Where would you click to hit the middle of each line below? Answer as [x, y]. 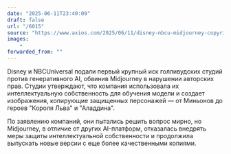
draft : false [26, 20]
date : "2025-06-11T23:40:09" [49, 13]
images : [18, 39]
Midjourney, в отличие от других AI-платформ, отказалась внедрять [107, 129]
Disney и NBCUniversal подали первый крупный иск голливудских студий [115, 71]
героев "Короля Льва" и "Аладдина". [61, 108]
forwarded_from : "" [35, 52]
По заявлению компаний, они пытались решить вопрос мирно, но [104, 121]
